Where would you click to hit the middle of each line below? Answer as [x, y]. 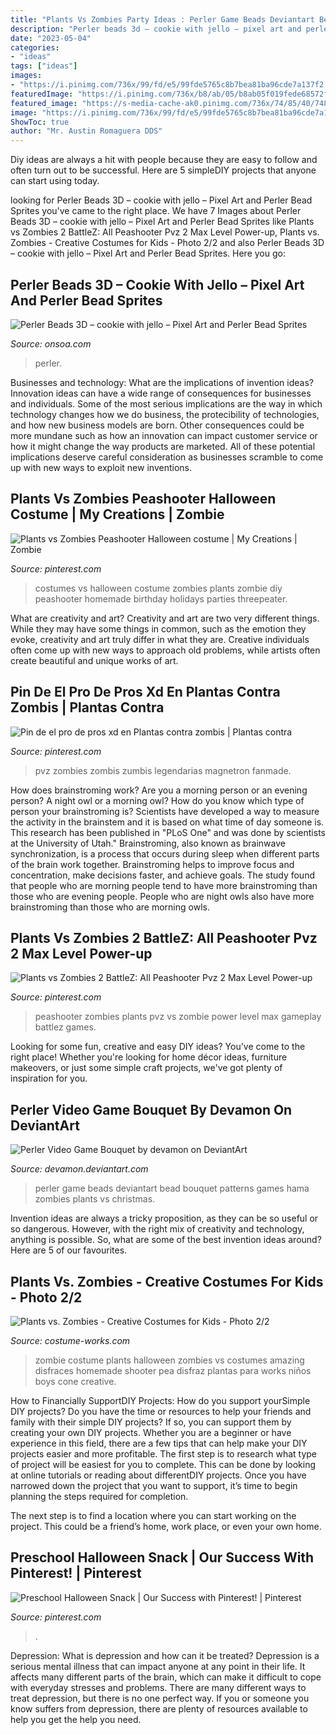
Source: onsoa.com [51, 343]
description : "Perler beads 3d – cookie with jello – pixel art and [156, 29]
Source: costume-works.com [70, 1340]
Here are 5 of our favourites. [69, 1250]
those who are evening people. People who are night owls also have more [162, 896]
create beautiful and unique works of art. [94, 660]
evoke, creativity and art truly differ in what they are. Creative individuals [160, 639]
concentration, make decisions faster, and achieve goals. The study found [162, 875]
